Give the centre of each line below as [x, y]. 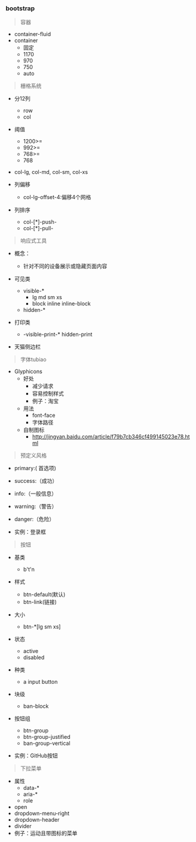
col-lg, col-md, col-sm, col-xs [51, 172]
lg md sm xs [47, 297]
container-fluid [33, 34]
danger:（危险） [34, 519]
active [31, 651]
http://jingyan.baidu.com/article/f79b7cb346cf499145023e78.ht [111, 437]
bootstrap [20, 8]
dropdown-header [37, 820]
